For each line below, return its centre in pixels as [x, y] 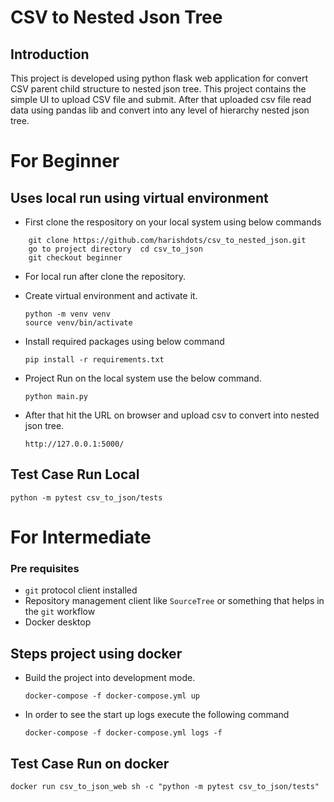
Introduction [50, 54]
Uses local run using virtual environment [139, 197]
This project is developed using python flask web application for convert [159, 78]
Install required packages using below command [124, 341]
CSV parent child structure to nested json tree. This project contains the [158, 89]
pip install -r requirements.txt [94, 360]
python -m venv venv [67, 314]
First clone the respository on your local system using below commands [173, 222]
